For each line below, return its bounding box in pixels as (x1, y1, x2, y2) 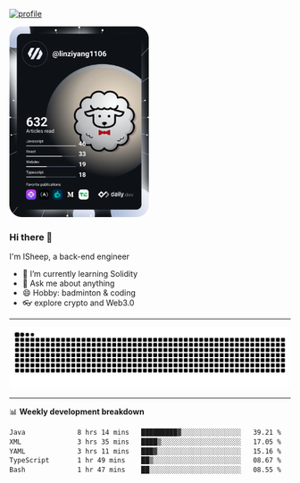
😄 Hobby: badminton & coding (21, 287, 137, 298)
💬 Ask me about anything (21, 278, 115, 289)
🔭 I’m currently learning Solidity (21, 269, 138, 279)
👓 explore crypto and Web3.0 (21, 297, 135, 308)
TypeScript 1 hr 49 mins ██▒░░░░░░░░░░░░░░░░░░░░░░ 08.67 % (9, 456, 281, 465)
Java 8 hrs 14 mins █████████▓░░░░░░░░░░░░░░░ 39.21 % (9, 428, 281, 437)
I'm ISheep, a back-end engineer (9, 251, 130, 262)
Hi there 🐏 (9, 230, 54, 243)
